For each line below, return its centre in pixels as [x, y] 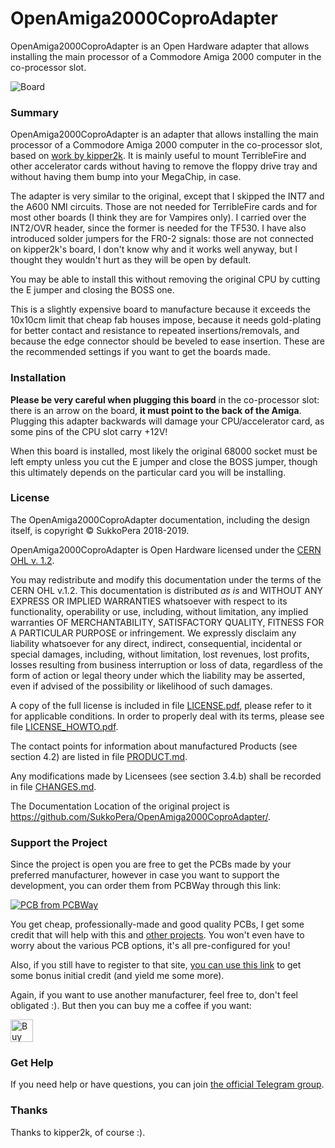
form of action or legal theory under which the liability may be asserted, [158, 675]
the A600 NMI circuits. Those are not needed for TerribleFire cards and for [164, 207]
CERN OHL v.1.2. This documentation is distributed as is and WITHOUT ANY [166, 590]
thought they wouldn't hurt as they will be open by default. [131, 260]
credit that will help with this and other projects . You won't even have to [157, 935]
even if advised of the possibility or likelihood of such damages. [141, 686]
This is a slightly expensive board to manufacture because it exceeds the [161, 309]
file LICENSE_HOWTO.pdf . [64, 726]
